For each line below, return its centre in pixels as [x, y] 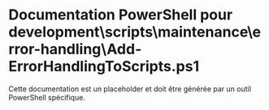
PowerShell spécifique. [47, 97]
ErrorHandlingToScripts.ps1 [104, 67]
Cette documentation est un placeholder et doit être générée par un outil [130, 89]
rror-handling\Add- [75, 49]
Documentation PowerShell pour [121, 15]
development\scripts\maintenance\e [135, 32]
